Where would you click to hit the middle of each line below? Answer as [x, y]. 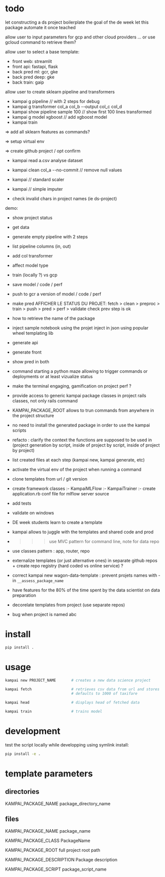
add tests [22, 503]
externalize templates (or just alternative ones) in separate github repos [85, 560]
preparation [24, 595]
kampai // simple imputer [37, 189]
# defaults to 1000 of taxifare [104, 694]
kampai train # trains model [54, 712]
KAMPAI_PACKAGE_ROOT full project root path [53, 850]
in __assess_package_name [38, 580]
